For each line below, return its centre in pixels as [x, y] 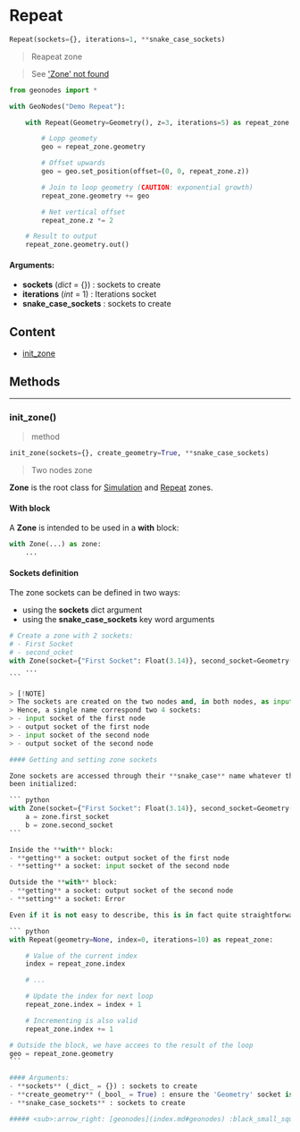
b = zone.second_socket [70, 825]
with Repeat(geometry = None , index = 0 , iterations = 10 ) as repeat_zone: [142, 940]
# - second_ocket [42, 653]
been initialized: [43, 784]
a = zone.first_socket [67, 817]
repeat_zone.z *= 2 [78, 220]
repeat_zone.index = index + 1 [83, 1005]
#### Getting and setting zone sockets [83, 760]
